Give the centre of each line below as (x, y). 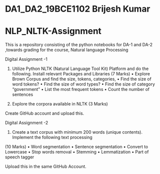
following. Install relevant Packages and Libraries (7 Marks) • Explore (81, 74)
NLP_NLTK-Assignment (53, 31)
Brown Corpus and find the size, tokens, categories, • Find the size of (82, 79)
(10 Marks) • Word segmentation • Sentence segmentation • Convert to (77, 147)
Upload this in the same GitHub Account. (46, 167)
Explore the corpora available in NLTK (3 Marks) (60, 104)
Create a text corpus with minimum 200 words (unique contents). (77, 132)
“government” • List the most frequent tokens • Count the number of (81, 89)
